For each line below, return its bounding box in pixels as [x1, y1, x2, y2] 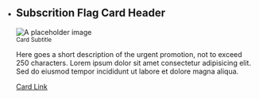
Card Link [15, 82, 48, 91]
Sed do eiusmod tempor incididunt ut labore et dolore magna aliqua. [15, 67, 239, 76]
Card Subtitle [15, 36, 52, 44]
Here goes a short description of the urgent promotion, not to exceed [15, 49, 242, 59]
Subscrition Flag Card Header [15, 6, 165, 20]
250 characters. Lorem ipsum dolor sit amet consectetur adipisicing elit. [15, 58, 252, 67]
